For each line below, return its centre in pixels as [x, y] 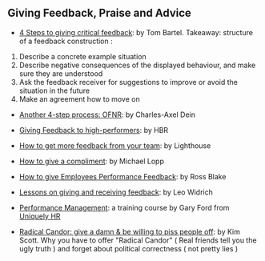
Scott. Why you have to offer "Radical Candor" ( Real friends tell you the [138, 240]
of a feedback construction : [66, 41]
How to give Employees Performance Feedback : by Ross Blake [122, 176]
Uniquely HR [40, 216]
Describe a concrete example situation [82, 56]
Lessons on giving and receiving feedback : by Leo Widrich [116, 192]
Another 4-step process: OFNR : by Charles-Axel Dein [107, 114]
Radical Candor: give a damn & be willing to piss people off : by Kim [130, 231]
